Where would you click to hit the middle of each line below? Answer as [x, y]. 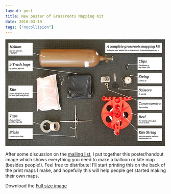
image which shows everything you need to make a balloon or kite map [80, 160]
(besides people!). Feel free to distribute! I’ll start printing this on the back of [86, 165]
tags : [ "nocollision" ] [29, 27]
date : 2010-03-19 [24, 21]
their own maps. [22, 176]
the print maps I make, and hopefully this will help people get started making [86, 170]
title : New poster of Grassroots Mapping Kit [54, 16]
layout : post [19, 11]
